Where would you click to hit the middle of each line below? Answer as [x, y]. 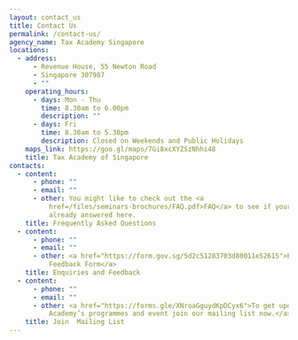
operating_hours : [57, 91]
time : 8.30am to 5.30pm [85, 133]
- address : [37, 58]
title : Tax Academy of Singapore [87, 157]
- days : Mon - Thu [67, 100]
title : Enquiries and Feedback [83, 273]
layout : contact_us [45, 17]
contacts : [27, 166]
